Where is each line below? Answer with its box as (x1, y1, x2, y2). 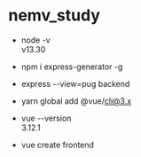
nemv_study (8, 5, 101, 26)
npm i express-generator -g (20, 61, 123, 72)
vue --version (20, 113, 72, 123)
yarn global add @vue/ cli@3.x (20, 95, 132, 106)
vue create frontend (20, 139, 95, 150)
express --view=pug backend (20, 78, 130, 89)
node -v (20, 35, 51, 45)
